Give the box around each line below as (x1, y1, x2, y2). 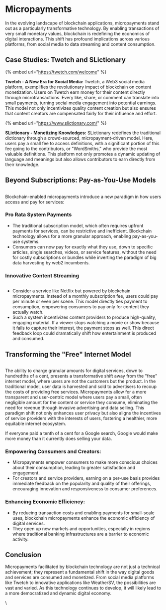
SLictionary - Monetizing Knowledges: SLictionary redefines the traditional (5, 130, 161, 136)
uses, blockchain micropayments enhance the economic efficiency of (12, 515, 155, 521)
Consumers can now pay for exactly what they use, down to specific (12, 243, 153, 250)
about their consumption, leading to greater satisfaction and (12, 465, 136, 471)
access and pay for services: (5, 199, 65, 205)
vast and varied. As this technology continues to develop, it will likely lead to (5, 585, 162, 591)
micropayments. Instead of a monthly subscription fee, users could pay (12, 293, 159, 299)
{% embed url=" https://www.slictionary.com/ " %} (5, 120, 107, 126)
